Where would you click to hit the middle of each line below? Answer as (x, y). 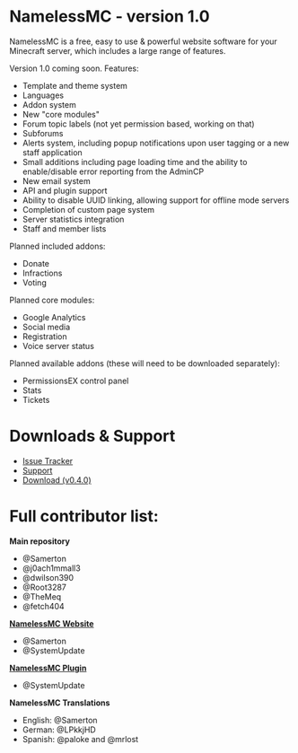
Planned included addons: (57, 246)
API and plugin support (65, 190)
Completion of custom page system (88, 209)
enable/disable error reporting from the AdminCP (113, 171)
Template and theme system (75, 85)
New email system (57, 180)
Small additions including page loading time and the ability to (135, 162)
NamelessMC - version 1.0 (110, 17)
